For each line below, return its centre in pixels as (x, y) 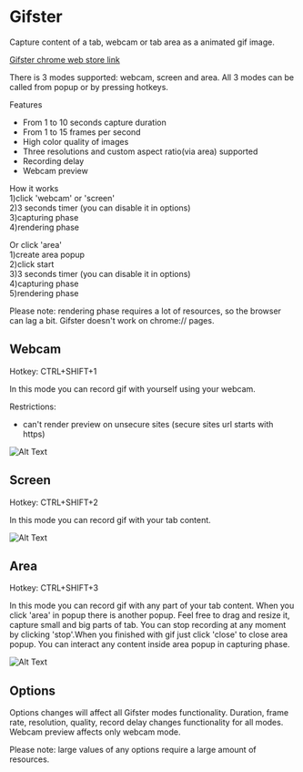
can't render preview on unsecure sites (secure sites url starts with (148, 424)
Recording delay (53, 160)
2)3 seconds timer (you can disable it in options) (100, 208)
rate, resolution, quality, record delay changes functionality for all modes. (146, 723)
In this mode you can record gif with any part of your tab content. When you (152, 606)
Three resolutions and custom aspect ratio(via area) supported (140, 151)
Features (26, 104)
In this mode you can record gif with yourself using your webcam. (133, 388)
